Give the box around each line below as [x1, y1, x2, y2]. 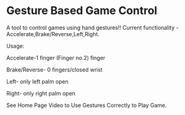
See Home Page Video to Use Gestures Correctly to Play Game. [6, 102, 167, 109]
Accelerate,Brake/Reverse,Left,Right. [6, 30, 100, 37]
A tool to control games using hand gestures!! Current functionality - [6, 24, 179, 31]
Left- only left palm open [6, 78, 69, 85]
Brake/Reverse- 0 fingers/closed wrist [6, 65, 103, 73]
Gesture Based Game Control [6, 4, 157, 18]
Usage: [6, 42, 25, 50]
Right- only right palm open [6, 89, 75, 97]
